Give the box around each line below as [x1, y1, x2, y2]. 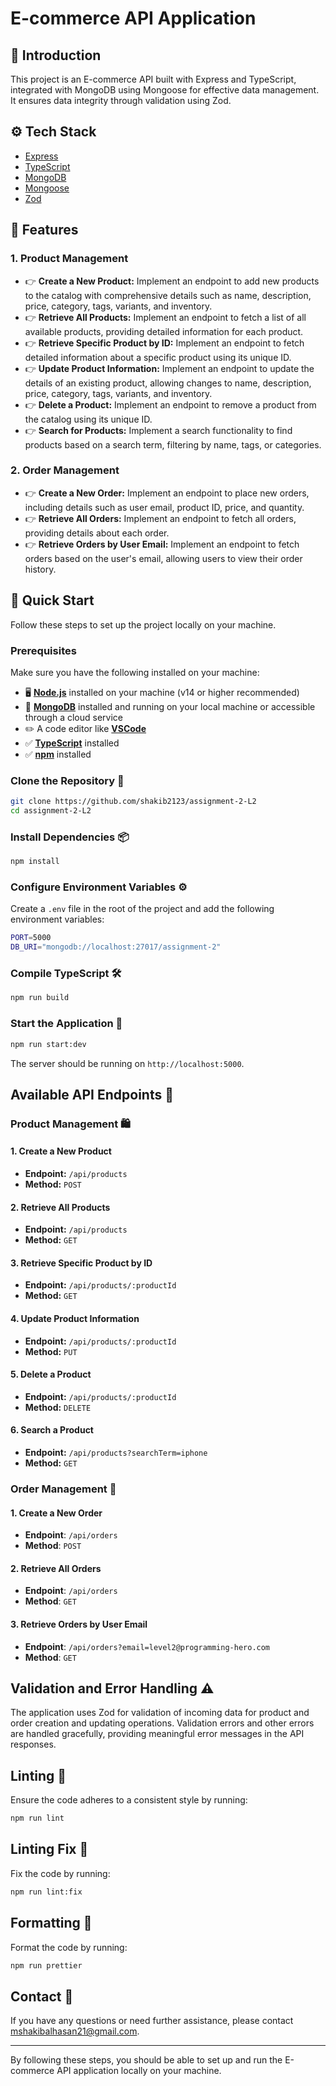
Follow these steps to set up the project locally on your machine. [10, 618, 277, 631]
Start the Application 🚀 [10, 1017, 123, 1031]
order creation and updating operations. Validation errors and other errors [10, 1717, 315, 1729]
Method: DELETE [24, 1401, 92, 1413]
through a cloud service [24, 711, 123, 723]
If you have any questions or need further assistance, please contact [10, 2015, 294, 2027]
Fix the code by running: [10, 1867, 111, 1879]
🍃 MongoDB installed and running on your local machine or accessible [24, 700, 316, 712]
